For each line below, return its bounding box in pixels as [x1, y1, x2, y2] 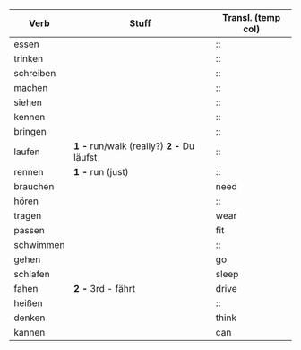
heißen [13, 297, 43, 309]
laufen [13, 145, 40, 158]
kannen [13, 327, 46, 338]
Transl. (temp [222, 12, 280, 23]
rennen [13, 166, 44, 178]
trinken [13, 53, 43, 65]
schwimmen [13, 239, 65, 250]
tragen [13, 210, 42, 222]
